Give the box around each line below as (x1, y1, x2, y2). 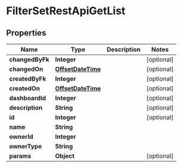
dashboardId (9, 94, 46, 102)
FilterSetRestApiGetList (6, 4, 126, 18)
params (9, 152, 32, 160)
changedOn (9, 65, 44, 73)
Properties (6, 28, 46, 38)
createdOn (9, 84, 41, 93)
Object (55, 152, 75, 160)
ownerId (9, 132, 34, 141)
